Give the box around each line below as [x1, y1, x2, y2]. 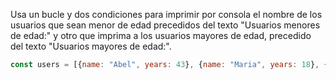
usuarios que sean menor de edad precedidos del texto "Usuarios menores [10, 19, 321, 31]
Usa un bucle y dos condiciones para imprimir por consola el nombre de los [10, 9, 323, 20]
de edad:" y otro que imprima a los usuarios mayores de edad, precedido [10, 30, 312, 41]
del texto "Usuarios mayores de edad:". [10, 40, 172, 52]
